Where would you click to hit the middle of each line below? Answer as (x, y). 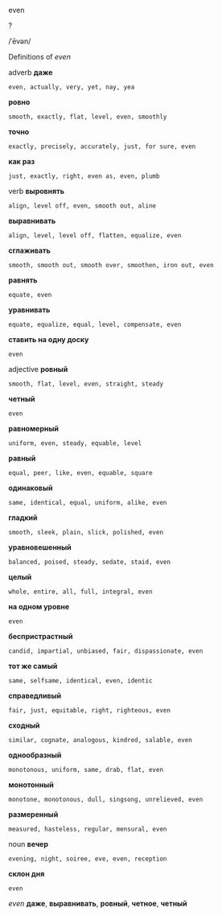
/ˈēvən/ (20, 41)
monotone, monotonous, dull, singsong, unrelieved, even (106, 799)
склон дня (27, 874)
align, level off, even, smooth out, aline (82, 206)
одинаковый (31, 488)
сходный (24, 725)
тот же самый (33, 666)
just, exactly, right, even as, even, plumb (84, 176)
